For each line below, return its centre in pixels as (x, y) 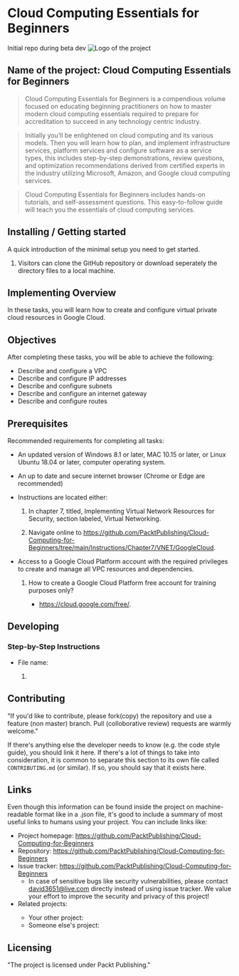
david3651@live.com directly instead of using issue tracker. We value (130, 889)
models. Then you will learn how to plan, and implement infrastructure (127, 142)
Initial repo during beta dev (47, 48)
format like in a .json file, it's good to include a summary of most (128, 814)
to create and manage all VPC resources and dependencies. (106, 569)
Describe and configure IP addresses (72, 378)
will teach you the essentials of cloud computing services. (110, 209)
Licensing (30, 948)
